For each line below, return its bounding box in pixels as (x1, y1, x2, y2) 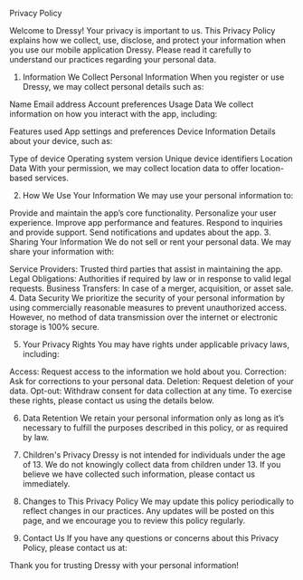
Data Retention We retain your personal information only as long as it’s (22, 412, 285, 423)
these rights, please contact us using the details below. (9, 395, 214, 406)
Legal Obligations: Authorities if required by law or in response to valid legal (9, 274, 291, 284)
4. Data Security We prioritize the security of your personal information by (9, 293, 285, 303)
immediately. (22, 478, 71, 488)
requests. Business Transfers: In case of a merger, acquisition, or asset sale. (9, 283, 294, 294)
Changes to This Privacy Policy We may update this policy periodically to (22, 496, 294, 507)
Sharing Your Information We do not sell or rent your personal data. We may (9, 237, 292, 247)
